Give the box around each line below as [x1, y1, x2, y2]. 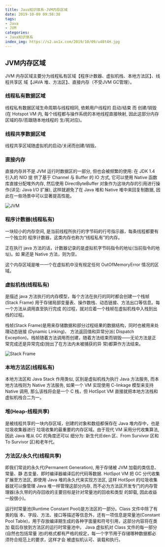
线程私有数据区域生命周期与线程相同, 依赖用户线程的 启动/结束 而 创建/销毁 [5, 105, 157, 110]
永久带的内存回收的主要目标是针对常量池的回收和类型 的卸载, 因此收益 [15, 489, 158, 495]
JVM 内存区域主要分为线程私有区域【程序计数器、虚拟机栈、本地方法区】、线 [5, 73, 161, 79]
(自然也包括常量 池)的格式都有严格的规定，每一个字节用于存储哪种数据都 [5, 530, 152, 536]
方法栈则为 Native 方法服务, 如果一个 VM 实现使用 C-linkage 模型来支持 [9, 382, 154, 388]
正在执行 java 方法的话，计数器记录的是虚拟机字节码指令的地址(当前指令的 [5, 245, 156, 251]
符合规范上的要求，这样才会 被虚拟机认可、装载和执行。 [9, 536, 123, 543]
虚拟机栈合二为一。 [5, 395, 44, 401]
